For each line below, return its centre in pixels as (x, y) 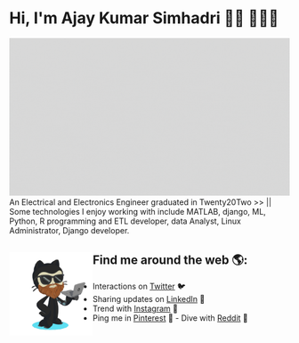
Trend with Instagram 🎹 (135, 309)
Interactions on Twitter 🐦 (139, 286)
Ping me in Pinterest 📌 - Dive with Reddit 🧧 (170, 318)
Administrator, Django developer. (69, 231)
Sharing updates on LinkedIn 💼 (149, 299)
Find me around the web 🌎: (170, 260)
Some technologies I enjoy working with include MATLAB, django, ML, (138, 212)
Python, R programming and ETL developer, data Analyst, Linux (125, 221)
